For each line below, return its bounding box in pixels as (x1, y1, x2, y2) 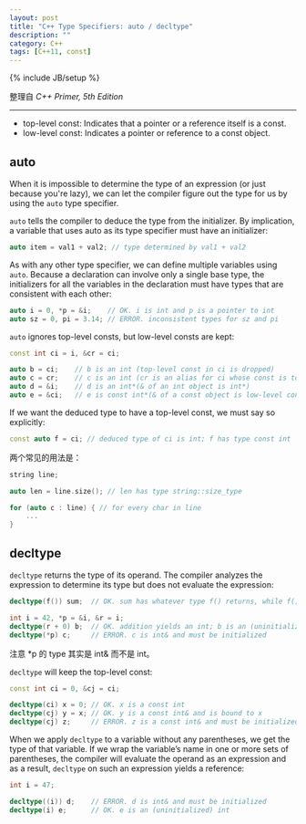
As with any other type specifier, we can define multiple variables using (9, 259, 278, 270)
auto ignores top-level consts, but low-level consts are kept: (9, 330, 235, 342)
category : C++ (9, 38, 64, 48)
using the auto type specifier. (9, 197, 119, 208)
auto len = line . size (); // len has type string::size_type (9, 486, 243, 495)
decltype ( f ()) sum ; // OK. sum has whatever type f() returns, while (9, 597, 283, 606)
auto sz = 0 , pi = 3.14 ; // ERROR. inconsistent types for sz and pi (9, 314, 280, 324)
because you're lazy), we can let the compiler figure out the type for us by (9, 188, 289, 199)
